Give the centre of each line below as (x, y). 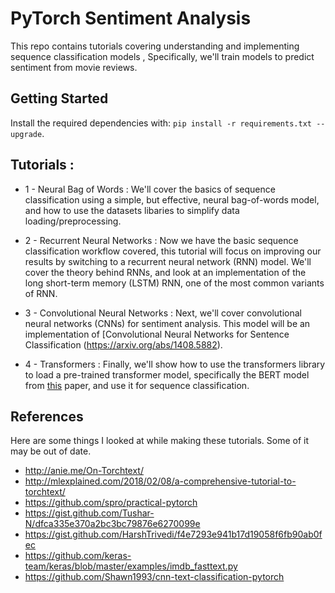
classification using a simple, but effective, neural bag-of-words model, (172, 199)
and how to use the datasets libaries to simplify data (132, 210)
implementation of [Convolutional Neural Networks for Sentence (157, 334)
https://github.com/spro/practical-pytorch (111, 503)
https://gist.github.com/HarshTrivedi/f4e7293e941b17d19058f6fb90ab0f (173, 534)
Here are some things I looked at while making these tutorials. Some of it (160, 441)
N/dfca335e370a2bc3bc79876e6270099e (112, 524)
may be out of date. (51, 451)
